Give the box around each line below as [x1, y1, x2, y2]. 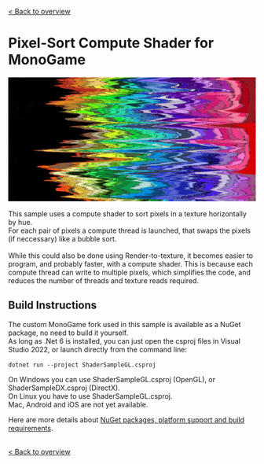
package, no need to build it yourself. [8, 328, 129, 337]
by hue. [8, 217, 33, 226]
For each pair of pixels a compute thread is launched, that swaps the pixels [8, 226, 251, 235]
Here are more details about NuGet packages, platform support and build [8, 414, 245, 424]
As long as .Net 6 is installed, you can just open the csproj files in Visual [8, 336, 241, 345]
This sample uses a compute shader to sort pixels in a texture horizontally [8, 208, 247, 219]
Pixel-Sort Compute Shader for [8, 35, 214, 52]
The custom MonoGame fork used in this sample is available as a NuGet [8, 319, 241, 329]
